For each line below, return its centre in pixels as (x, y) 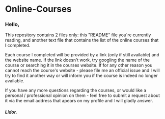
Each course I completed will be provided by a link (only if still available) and (82, 55)
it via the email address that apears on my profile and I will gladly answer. (79, 101)
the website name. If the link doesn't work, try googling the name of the (77, 60)
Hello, (12, 24)
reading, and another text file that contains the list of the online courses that (82, 40)
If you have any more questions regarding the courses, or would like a (76, 90)
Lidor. (11, 112)
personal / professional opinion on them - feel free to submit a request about (82, 95)
